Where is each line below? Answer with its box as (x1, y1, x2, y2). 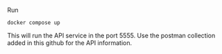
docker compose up (7, 19, 60, 26)
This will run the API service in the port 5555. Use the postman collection (7, 31, 216, 39)
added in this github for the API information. (7, 39, 133, 47)
